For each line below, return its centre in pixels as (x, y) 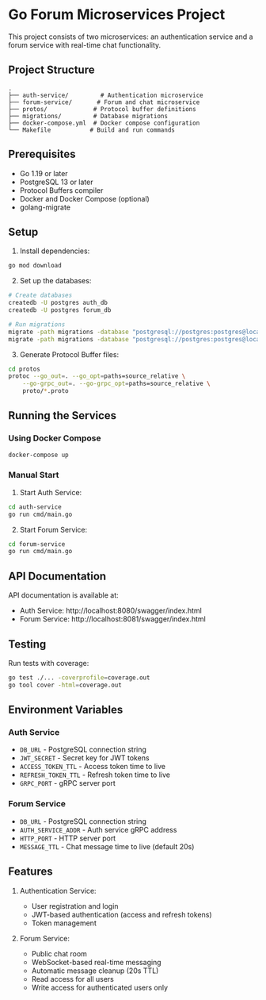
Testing (27, 644)
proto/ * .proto (46, 391)
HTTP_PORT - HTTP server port (68, 838)
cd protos (25, 369)
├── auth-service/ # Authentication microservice (106, 95)
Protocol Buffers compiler (61, 190)
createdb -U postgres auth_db (58, 303)
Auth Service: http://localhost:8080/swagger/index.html (110, 611)
